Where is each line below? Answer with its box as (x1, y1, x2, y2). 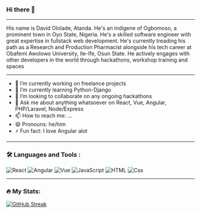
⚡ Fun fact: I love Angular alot (14, 127, 88, 135)
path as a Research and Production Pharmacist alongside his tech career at (6, 44, 192, 51)
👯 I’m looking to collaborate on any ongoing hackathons (14, 93, 153, 100)
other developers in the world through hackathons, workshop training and (6, 56, 188, 63)
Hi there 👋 (6, 5, 36, 14)
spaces (6, 63, 25, 70)
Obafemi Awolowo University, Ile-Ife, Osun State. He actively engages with (6, 50, 190, 57)
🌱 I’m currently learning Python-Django (14, 86, 112, 93)
